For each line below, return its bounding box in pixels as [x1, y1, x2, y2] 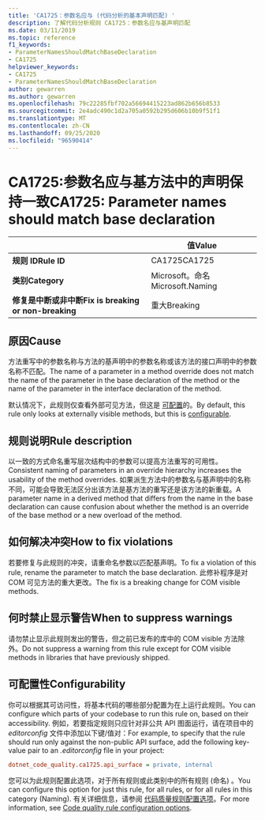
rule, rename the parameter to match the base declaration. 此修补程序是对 [8, 567, 248, 577]
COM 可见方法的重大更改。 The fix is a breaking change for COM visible [8, 577, 241, 587]
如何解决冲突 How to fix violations [8, 535, 174, 549]
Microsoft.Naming [151, 281, 218, 292]
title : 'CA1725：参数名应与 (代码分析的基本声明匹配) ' [8, 11, 176, 20]
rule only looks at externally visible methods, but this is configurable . [8, 409, 231, 419]
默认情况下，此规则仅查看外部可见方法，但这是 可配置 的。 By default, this [8, 400, 246, 410]
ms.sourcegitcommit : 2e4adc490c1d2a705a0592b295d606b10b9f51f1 [8, 108, 221, 115]
